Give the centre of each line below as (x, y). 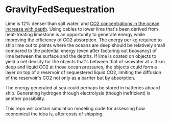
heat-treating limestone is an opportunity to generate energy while (75, 34)
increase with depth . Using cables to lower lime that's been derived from (82, 29)
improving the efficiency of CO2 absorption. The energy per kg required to (84, 40)
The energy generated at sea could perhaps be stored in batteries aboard (83, 87)
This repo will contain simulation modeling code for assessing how (75, 108)
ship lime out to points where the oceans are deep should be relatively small (85, 45)
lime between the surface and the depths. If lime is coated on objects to (81, 56)
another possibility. (25, 99)
